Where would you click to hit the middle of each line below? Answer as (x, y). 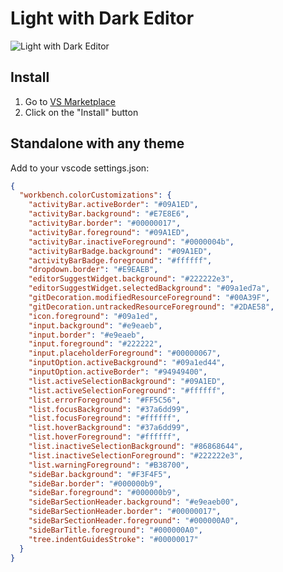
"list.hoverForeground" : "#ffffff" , (105, 437)
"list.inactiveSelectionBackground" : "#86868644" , (136, 447)
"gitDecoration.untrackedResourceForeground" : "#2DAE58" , (151, 307)
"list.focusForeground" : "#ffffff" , (105, 418)
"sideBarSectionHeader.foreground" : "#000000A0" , (134, 521)
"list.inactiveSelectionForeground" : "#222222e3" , (136, 455)
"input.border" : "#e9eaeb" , (86, 335)
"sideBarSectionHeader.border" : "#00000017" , (125, 512)
